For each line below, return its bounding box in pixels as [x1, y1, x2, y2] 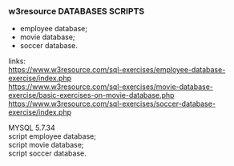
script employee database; [8, 132, 96, 141]
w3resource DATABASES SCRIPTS [8, 6, 145, 17]
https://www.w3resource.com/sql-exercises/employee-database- [8, 65, 226, 75]
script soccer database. [8, 148, 87, 158]
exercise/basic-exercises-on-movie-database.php [8, 91, 175, 100]
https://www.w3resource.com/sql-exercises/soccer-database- [8, 99, 216, 109]
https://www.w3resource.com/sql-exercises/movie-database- [8, 82, 214, 91]
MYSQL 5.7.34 [8, 123, 55, 133]
